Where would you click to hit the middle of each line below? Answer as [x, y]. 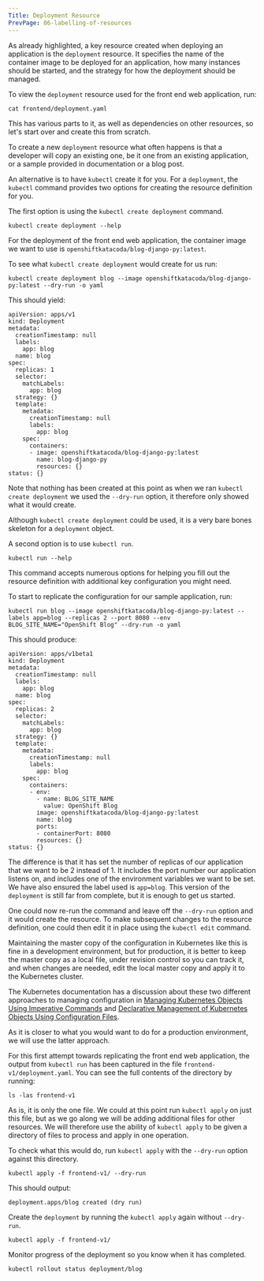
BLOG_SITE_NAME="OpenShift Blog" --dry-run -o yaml [95, 624]
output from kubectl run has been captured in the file [95, 1064]
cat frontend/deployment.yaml [58, 109]
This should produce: [43, 639]
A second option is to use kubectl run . [71, 543]
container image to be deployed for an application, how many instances [124, 62]
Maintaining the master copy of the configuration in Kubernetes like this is [128, 942]
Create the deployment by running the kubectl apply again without [115, 1217]
